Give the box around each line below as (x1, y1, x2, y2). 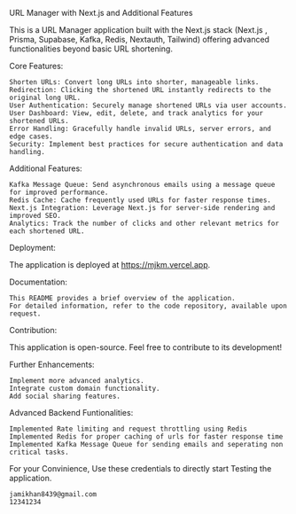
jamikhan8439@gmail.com (9, 490, 97, 499)
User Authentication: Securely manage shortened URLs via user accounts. (9, 101, 288, 110)
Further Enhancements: (9, 359, 95, 370)
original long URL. (9, 93, 82, 102)
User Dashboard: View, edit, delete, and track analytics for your (9, 109, 264, 118)
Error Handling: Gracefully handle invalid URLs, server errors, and (9, 124, 272, 133)
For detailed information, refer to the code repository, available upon (9, 301, 288, 310)
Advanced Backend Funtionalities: (9, 408, 134, 417)
